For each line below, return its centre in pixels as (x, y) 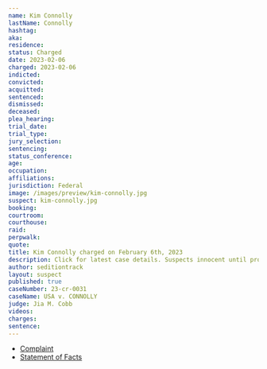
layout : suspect (35, 274)
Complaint (37, 349)
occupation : (28, 171)
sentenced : (26, 97)
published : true (35, 282)
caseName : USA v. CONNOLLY (53, 297)
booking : (23, 208)
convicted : (26, 82)
